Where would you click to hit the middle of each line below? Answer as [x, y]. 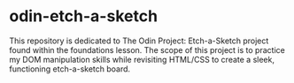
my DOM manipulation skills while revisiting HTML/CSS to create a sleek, [142, 59]
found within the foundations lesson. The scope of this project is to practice [147, 49]
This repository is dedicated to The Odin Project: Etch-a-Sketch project [139, 41]
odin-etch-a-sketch [83, 16]
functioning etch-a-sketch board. [70, 69]
